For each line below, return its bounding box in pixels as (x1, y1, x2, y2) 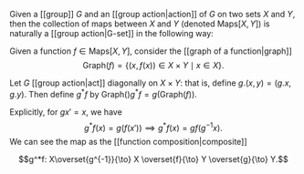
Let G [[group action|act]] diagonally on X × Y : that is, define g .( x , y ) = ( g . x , (9, 77, 292, 88)
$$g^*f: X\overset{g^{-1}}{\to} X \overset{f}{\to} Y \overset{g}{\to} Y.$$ (17, 154, 289, 165)
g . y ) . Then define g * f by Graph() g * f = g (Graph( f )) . (9, 87, 198, 99)
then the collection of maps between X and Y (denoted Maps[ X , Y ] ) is (9, 18, 270, 29)
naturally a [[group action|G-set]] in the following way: (9, 28, 215, 38)
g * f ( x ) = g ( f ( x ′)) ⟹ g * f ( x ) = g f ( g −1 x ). (83, 120, 224, 133)
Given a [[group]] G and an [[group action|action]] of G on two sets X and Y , (9, 9, 296, 19)
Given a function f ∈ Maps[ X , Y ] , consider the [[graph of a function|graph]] (9, 46, 292, 56)
